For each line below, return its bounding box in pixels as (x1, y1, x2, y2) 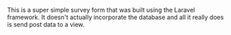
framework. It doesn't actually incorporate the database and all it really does (7, 13, 224, 21)
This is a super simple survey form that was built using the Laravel (7, 6, 195, 14)
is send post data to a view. (7, 21, 85, 28)
